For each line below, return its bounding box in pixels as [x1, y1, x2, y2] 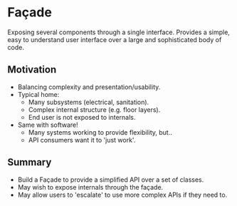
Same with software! [17, 120, 78, 129]
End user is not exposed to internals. [28, 113, 136, 121]
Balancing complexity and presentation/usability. [17, 83, 161, 91]
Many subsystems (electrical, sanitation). [28, 98, 149, 106]
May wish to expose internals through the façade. [17, 182, 164, 191]
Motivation [7, 63, 57, 76]
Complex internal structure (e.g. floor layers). [28, 105, 161, 114]
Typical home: [17, 90, 60, 98]
